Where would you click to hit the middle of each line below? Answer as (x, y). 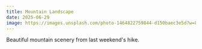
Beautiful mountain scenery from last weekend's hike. (73, 40)
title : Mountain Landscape (40, 12)
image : (14, 23)
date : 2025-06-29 (28, 17)
